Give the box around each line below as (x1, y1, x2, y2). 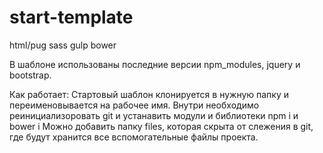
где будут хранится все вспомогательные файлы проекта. (9, 131, 259, 143)
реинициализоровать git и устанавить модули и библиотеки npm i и (9, 109, 299, 121)
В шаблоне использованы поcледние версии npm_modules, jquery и (9, 58, 301, 70)
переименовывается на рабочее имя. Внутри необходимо (9, 99, 260, 111)
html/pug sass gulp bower (9, 39, 117, 51)
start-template (9, 6, 134, 29)
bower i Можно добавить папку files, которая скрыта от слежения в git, (9, 120, 314, 132)
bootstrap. (9, 69, 52, 81)
